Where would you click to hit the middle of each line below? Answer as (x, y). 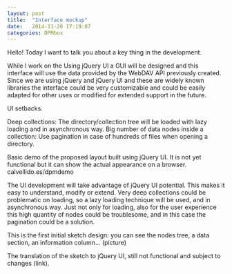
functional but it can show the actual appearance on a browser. (97, 165)
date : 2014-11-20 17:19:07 (49, 26)
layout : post (26, 13)
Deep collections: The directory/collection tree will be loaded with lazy (107, 122)
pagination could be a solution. (51, 222)
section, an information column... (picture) (67, 243)
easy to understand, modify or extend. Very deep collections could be (107, 193)
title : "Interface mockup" (48, 20)
